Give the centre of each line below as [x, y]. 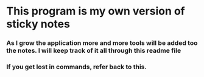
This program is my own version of [96, 11]
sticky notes [38, 24]
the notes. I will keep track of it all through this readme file [94, 51]
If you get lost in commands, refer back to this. [77, 67]
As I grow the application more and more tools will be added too [102, 43]
